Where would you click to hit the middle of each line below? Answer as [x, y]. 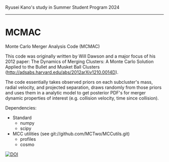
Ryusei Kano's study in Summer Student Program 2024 [62, 7]
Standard [22, 118]
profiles [28, 139]
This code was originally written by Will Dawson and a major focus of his [80, 56]
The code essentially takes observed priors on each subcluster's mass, [79, 82]
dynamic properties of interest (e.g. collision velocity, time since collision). [82, 98]
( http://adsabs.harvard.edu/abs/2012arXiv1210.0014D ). [62, 72]
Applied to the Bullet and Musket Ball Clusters [53, 67]
